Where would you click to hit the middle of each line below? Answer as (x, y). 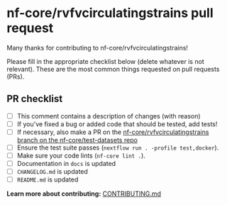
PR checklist (35, 99)
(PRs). (16, 77)
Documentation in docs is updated (66, 164)
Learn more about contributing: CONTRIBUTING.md (84, 194)
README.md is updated (48, 179)
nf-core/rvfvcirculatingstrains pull (110, 13)
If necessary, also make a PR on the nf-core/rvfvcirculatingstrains (113, 132)
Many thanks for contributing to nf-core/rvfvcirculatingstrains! (98, 48)
